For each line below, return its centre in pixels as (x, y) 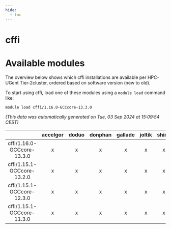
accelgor (52, 134)
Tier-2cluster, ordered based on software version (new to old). (85, 82)
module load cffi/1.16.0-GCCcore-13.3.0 (49, 107)
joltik (146, 134)
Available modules (45, 63)
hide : (11, 10)
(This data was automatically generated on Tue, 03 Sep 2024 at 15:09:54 (82, 117)
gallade (125, 134)
